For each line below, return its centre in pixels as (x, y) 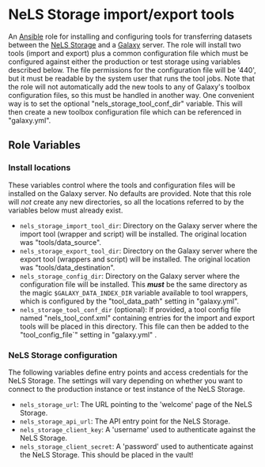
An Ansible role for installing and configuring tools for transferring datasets (130, 36)
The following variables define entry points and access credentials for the (128, 372)
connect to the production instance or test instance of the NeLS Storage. (127, 389)
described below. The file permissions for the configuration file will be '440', (132, 70)
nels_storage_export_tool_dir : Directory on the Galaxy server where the (138, 250)
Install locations (40, 168)
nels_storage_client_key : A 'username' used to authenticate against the (137, 429)
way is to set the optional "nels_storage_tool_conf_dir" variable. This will (125, 104)
